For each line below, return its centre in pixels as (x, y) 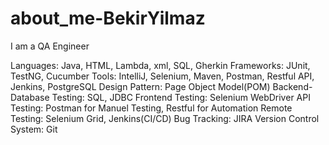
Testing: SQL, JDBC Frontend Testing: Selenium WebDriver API (181, 97)
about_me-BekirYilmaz (108, 18)
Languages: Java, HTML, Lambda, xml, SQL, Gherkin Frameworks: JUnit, (160, 65)
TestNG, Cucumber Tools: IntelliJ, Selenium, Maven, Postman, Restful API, (162, 76)
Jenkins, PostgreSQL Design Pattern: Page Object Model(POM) (140, 86)
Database (30, 97)
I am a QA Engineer (50, 46)
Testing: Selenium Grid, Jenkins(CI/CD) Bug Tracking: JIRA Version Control (165, 118)
